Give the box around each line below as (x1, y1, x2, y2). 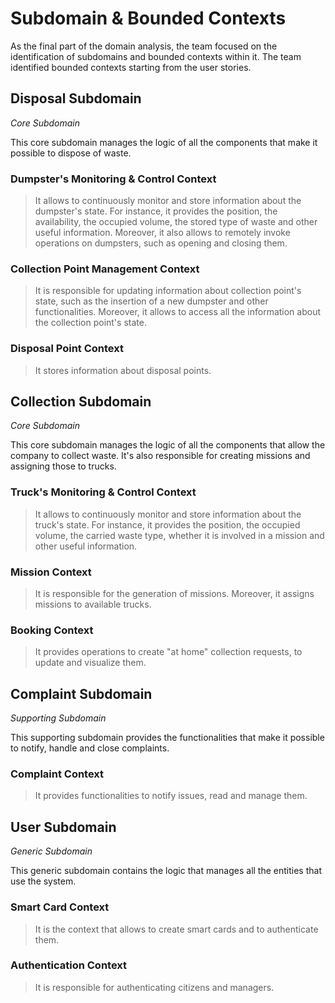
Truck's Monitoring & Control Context (10, 485, 197, 499)
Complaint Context (10, 767, 105, 781)
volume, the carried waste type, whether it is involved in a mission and (34, 529, 325, 541)
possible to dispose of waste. (10, 147, 132, 159)
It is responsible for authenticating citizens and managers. (34, 981, 275, 993)
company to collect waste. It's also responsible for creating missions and (10, 450, 311, 462)
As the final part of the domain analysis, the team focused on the (10, 40, 278, 52)
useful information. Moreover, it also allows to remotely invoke (34, 227, 291, 239)
